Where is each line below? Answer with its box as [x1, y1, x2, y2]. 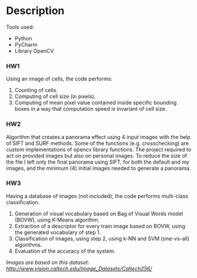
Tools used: [6, 23, 34, 30]
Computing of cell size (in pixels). [14, 93, 96, 100]
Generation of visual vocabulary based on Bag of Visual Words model [14, 210, 183, 217]
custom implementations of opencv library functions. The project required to [6, 145, 192, 153]
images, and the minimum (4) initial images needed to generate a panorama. [6, 164, 191, 171]
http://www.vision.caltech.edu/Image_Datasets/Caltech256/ [6, 265, 152, 272]
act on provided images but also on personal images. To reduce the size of [6, 152, 187, 159]
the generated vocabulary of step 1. [14, 229, 101, 236]
